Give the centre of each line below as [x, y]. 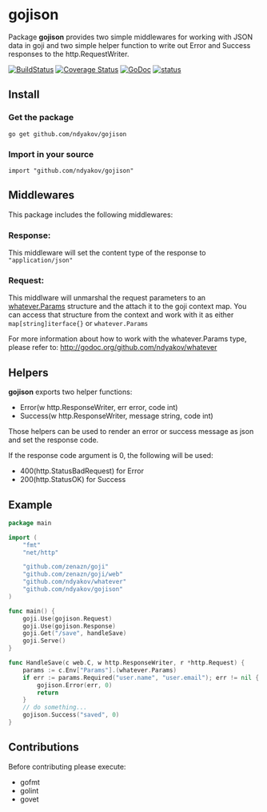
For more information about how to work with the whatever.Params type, [128, 339]
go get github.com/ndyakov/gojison [68, 134]
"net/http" [41, 553]
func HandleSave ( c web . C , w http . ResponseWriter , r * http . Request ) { [127, 663]
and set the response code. [54, 440]
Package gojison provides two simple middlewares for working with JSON [131, 37]
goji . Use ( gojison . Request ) [68, 618]
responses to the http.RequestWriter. [69, 54]
